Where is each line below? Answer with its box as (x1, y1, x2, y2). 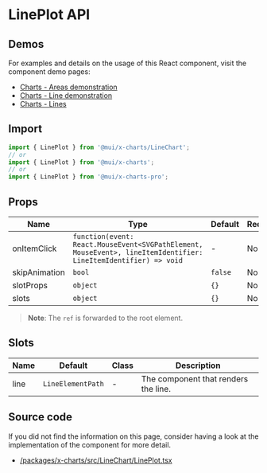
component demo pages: (8, 67, 91, 76)
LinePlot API (8, 6, 91, 24)
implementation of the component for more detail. (8, 440, 172, 449)
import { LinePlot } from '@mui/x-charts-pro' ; (8, 173, 169, 181)
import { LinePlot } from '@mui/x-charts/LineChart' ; (8, 143, 191, 151)
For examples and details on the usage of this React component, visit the (8, 58, 247, 68)
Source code (8, 410, 73, 424)
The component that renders (141, 373, 249, 384)
